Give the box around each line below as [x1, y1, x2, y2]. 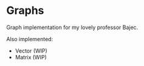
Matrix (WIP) [15, 53, 47, 61]
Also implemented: [6, 35, 53, 42]
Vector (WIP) [15, 47, 47, 54]
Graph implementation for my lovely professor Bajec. [6, 24, 139, 31]
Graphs [6, 4, 44, 18]
